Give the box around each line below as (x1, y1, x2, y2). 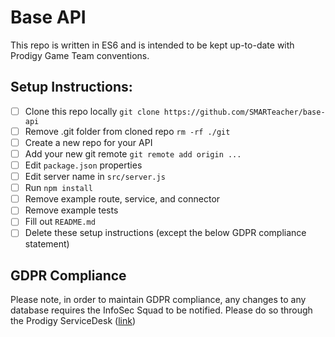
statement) (24, 238, 70, 250)
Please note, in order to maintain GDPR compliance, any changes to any (10, 294, 307, 306)
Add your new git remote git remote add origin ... (24, 147, 242, 160)
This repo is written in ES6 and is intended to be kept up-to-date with (10, 39, 295, 51)
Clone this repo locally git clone (24, 105, 160, 117)
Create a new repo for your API (24, 136, 153, 148)
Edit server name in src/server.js (24, 171, 166, 183)
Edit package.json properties (24, 159, 143, 171)
